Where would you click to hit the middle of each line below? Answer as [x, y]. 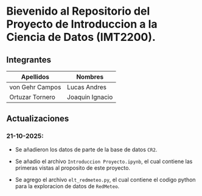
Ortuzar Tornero [33, 97]
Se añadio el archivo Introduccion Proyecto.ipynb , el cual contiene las [104, 161]
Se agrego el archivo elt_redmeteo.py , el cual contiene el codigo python [105, 180]
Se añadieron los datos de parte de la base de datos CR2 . [86, 149]
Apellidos [35, 77]
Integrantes [29, 60]
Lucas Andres [86, 87]
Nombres [90, 77]
